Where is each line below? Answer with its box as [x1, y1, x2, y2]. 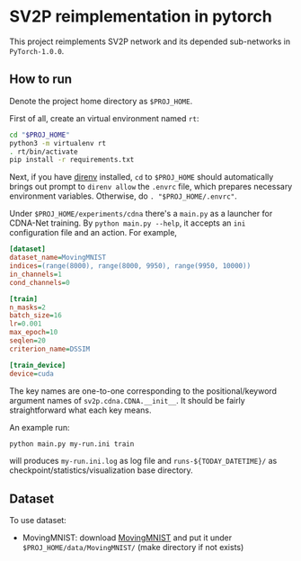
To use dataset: [9, 515, 67, 526]
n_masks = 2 [9, 303, 47, 312]
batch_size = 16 [9, 311, 63, 320]
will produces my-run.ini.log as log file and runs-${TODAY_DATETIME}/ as [9, 456, 278, 467]
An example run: [9, 422, 70, 432]
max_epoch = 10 [9, 328, 58, 337]
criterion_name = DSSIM [9, 344, 91, 353]
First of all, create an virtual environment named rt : [9, 112, 199, 123]
